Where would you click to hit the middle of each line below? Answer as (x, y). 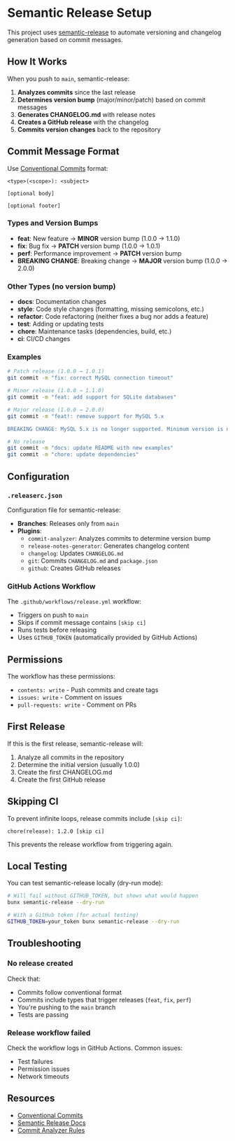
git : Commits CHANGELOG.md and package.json (93, 560)
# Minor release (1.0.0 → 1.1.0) (56, 391)
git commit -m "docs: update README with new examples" (90, 448)
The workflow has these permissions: (61, 676)
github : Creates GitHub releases (74, 568)
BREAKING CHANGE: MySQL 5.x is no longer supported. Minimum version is (115, 429)
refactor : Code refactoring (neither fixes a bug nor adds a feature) (113, 317)
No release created (40, 963)
